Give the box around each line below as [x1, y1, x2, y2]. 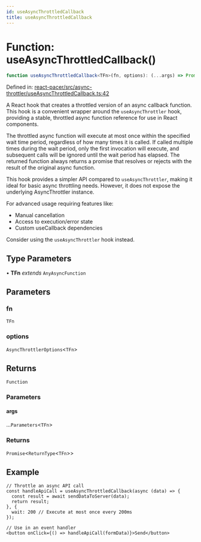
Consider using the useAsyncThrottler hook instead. [6, 236, 135, 243]
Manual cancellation [14, 212, 65, 219]
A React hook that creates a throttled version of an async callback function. [6, 101, 193, 109]
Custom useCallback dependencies [14, 224, 103, 231]
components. [6, 121, 39, 128]
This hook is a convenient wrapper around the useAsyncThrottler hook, [6, 108, 182, 115]
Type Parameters [6, 253, 72, 264]
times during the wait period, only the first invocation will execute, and [6, 145, 179, 152]
